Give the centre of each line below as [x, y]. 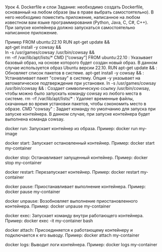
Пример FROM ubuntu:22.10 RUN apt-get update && [58, 42]
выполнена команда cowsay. [35, 119]
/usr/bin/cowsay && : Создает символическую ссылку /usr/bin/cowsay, [78, 88]
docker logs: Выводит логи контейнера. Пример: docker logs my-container [81, 245]
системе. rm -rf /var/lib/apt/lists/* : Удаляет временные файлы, [69, 98]
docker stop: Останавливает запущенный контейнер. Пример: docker [76, 157]
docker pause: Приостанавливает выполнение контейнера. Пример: [75, 186]
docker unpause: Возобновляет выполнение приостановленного [71, 201]
